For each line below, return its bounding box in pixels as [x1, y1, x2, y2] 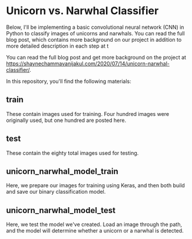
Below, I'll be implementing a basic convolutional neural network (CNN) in [6, 24, 184, 31]
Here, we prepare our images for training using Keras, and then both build [6, 182, 186, 189]
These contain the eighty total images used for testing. [6, 149, 139, 157]
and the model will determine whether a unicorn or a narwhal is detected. [6, 227, 184, 234]
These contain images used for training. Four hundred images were [6, 110, 170, 117]
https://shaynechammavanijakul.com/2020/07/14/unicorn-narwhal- [6, 60, 170, 67]
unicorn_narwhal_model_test [6, 205, 116, 215]
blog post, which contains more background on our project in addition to [6, 36, 182, 43]
